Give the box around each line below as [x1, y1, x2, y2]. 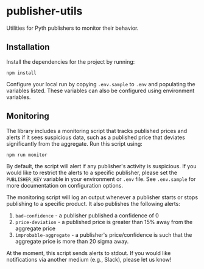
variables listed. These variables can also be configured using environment [6, 87, 195, 94]
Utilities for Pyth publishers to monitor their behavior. [6, 24, 139, 32]
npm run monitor [6, 152, 47, 158]
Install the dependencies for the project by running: [6, 58, 135, 65]
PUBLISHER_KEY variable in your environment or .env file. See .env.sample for [6, 175, 196, 183]
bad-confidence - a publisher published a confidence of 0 [15, 211, 160, 219]
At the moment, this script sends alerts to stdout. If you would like [6, 249, 171, 256]
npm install [6, 70, 37, 76]
